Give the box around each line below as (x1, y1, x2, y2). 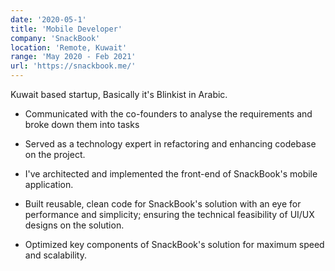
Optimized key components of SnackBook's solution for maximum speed (24, 239, 325, 250)
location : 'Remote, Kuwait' (10, 42, 128, 53)
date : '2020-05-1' (10, 14, 87, 25)
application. (24, 179, 74, 190)
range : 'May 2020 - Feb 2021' (10, 52, 137, 62)
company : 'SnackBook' (10, 33, 101, 43)
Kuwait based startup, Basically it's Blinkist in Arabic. (10, 89, 228, 100)
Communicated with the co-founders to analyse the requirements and (24, 108, 313, 120)
